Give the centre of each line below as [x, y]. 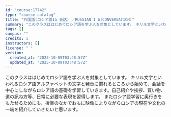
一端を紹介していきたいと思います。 [43, 109]
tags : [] [15, 29]
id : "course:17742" [26, 10]
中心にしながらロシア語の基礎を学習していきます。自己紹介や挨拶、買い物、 [85, 90]
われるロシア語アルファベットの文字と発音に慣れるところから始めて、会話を [85, 84]
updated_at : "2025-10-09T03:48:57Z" [49, 62]
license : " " [19, 48]
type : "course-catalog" [31, 15]
